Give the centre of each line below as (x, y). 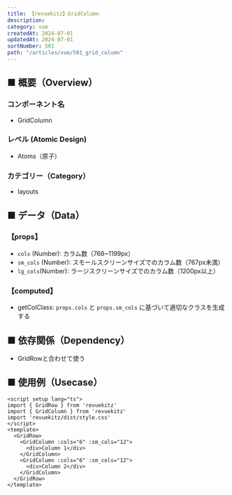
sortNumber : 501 (31, 46)
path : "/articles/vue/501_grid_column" (65, 53)
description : (26, 20)
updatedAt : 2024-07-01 (40, 40)
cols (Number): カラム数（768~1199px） (76, 253)
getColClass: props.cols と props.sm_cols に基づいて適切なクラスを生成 (121, 308)
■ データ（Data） (46, 215)
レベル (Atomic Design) (47, 139)
